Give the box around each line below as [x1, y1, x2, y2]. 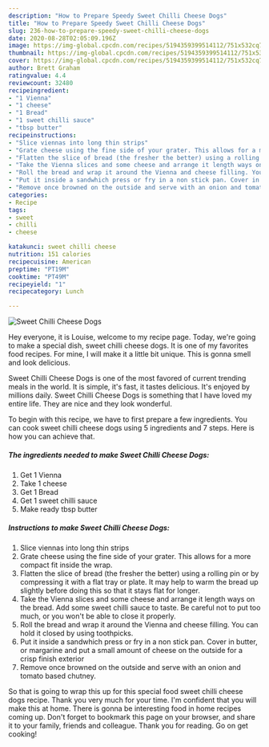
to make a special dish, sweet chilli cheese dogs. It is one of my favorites [8, 341, 249, 350]
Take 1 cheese [19, 479, 67, 488]
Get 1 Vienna [19, 471, 62, 480]
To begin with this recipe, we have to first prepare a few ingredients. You [8, 414, 248, 424]
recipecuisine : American [8, 258, 91, 266]
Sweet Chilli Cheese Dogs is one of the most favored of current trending [8, 373, 247, 383]
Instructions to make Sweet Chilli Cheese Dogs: [8, 523, 171, 533]
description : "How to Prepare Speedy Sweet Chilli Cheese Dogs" [8, 11, 227, 20]
